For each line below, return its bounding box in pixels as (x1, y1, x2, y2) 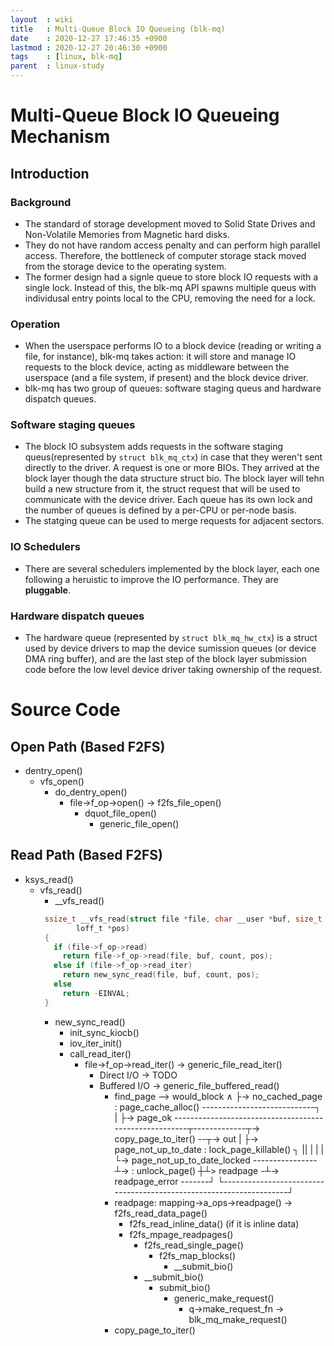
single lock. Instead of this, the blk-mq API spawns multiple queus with (24, 281, 317, 293)
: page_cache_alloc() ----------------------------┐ (114, 1101, 322, 1113)
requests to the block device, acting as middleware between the (24, 361, 290, 373)
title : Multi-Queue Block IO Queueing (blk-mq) (10, 24, 226, 34)
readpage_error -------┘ (114, 1175, 216, 1187)
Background (10, 195, 72, 209)
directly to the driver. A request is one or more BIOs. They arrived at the (24, 462, 320, 474)
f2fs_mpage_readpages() (129, 1228, 234, 1240)
